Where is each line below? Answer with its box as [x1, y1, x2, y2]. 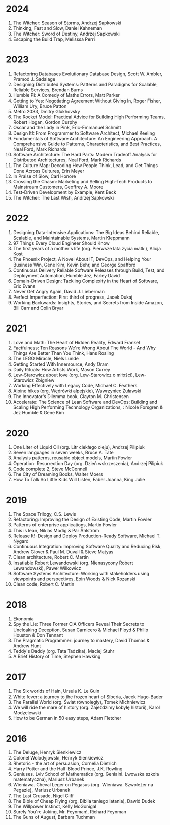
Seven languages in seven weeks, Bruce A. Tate [13, 449, 114, 455]
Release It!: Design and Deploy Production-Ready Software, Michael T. [13, 533, 161, 539]
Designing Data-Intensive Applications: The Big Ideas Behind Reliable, [13, 229, 159, 235]
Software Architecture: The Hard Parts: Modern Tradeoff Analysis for [13, 151, 157, 157]
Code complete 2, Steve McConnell [13, 466, 88, 472]
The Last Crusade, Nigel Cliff [13, 793, 74, 799]
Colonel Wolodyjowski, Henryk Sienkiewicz [13, 755, 104, 761]
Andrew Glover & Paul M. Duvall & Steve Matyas [13, 549, 114, 555]
